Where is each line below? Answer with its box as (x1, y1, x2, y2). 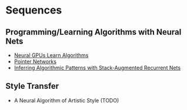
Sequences (5, 4, 62, 17)
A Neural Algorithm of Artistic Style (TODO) (14, 96, 119, 104)
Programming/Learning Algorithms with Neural (5, 27, 182, 37)
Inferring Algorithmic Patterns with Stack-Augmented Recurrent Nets (14, 64, 181, 71)
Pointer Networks (14, 58, 57, 65)
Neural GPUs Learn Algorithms (14, 52, 89, 59)
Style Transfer (5, 81, 59, 91)
